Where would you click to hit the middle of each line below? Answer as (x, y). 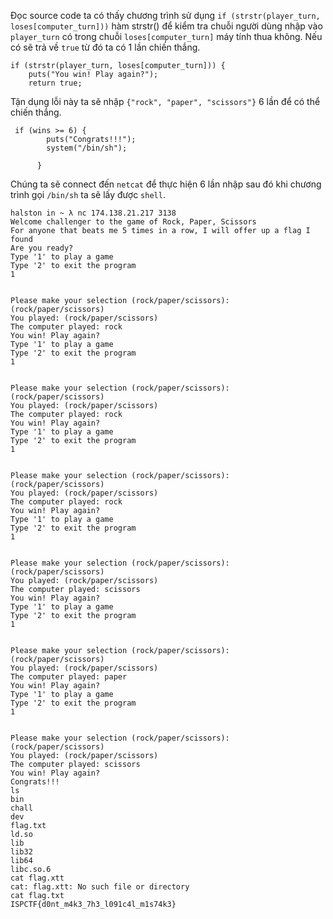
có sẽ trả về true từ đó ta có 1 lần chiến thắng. (105, 47)
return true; (55, 83)
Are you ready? (42, 248)
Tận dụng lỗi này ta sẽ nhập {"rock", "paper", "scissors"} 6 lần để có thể (165, 101)
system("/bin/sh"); (87, 148)
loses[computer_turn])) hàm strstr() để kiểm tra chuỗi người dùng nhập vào (166, 26)
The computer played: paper (69, 677)
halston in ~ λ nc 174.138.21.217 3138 (93, 213)
